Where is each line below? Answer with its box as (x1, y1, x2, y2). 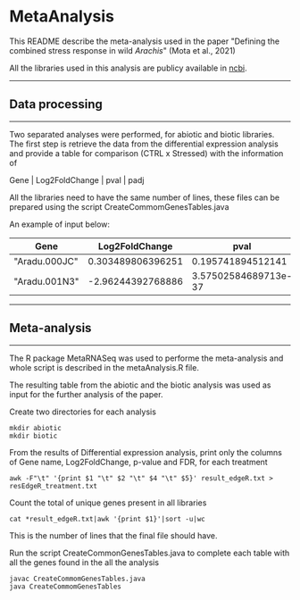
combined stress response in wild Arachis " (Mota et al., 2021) (9, 45, 237, 55)
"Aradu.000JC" (13, 254, 79, 267)
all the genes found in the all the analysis (9, 556, 159, 568)
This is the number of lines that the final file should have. (9, 529, 218, 541)
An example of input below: (9, 219, 110, 229)
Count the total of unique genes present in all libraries (9, 497, 207, 508)
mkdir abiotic (9, 423, 62, 432)
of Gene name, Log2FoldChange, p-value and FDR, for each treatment (9, 456, 268, 467)
